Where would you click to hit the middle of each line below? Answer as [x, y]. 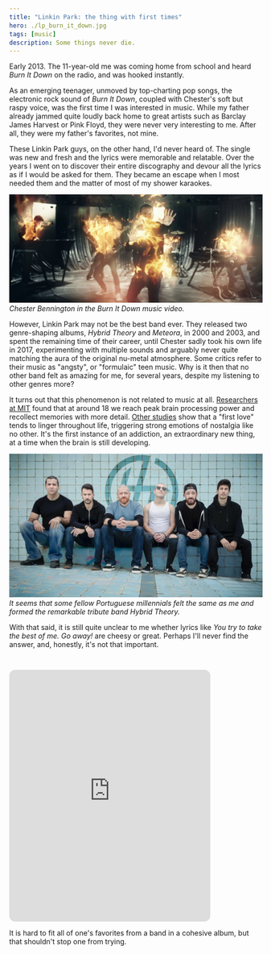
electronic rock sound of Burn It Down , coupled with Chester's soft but [126, 99]
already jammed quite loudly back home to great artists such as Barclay [127, 116]
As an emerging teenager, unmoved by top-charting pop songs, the [121, 91]
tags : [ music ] [33, 34]
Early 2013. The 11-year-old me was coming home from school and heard [130, 66]
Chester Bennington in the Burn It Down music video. [97, 309]
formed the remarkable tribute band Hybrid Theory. [94, 612]
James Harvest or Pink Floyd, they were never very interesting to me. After [133, 125]
